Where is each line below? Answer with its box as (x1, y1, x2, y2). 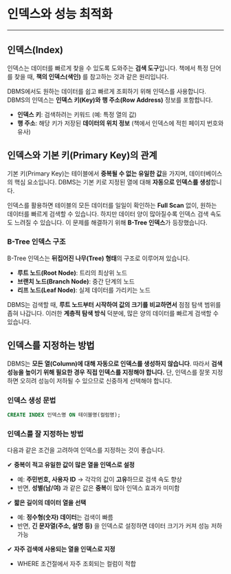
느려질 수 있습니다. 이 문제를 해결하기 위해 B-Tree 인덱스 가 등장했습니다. (14, 218, 208, 226)
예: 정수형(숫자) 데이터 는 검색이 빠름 (16, 513, 113, 522)
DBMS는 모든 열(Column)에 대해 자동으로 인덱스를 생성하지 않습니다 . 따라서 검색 (7, 359, 223, 368)
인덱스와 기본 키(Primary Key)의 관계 (7, 149, 157, 162)
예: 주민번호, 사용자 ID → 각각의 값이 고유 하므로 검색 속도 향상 (16, 476, 182, 484)
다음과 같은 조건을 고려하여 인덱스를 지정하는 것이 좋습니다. (7, 446, 165, 454)
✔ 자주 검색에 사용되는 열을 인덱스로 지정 (7, 545, 115, 553)
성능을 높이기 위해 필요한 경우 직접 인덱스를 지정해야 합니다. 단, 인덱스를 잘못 (7, 368, 211, 376)
